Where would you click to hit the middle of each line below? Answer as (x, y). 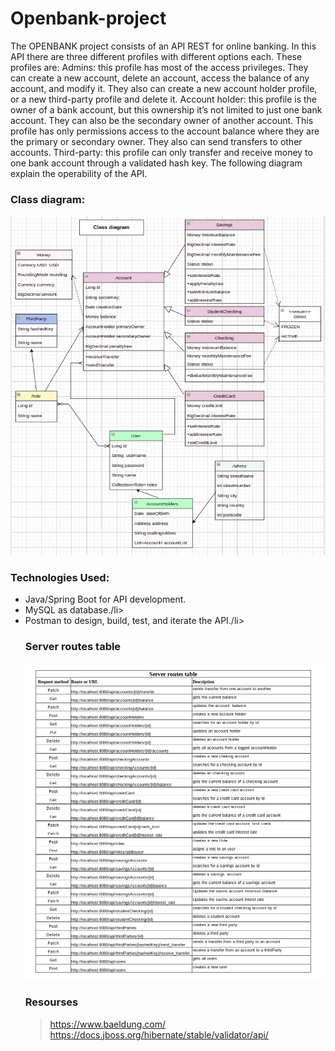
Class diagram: (48, 199)
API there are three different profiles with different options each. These (156, 56)
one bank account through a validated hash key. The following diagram (156, 163)
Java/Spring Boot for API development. (105, 599)
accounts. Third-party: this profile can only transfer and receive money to (161, 152)
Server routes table (73, 647)
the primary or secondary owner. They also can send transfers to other (156, 141)
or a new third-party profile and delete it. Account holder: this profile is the (164, 99)
